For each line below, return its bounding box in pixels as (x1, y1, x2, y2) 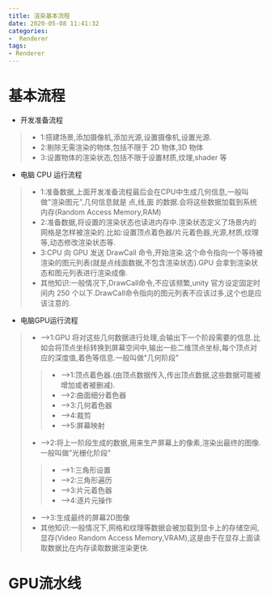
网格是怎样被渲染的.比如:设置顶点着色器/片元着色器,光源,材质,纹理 (40, 227, 259, 237)
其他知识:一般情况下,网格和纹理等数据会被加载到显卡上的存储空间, (40, 523, 260, 532)
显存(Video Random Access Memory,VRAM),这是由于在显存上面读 (40, 532, 260, 542)
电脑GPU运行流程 (19, 315, 78, 324)
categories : (8, 27, 49, 35)
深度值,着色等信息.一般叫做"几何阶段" (54, 353, 180, 363)
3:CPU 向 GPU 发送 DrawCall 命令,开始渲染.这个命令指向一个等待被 (40, 248, 263, 257)
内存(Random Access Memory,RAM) (40, 207, 162, 217)
